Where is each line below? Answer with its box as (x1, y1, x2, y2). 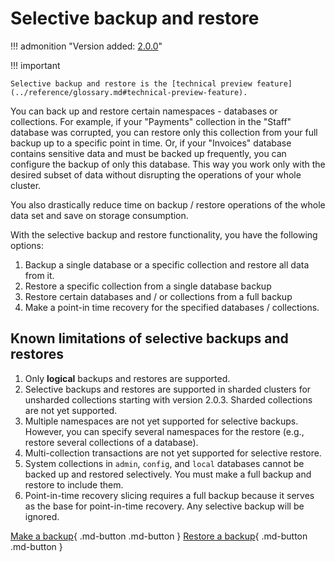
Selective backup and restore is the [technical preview (10, 78, 253, 89)
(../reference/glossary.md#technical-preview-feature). (10, 87, 248, 97)
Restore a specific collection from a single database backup (24, 280, 272, 292)
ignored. (24, 510, 60, 522)
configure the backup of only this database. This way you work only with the (10, 158, 326, 170)
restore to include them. (24, 478, 124, 491)
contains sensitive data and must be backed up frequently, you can (10, 147, 287, 159)
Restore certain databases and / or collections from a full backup (24, 290, 293, 302)
